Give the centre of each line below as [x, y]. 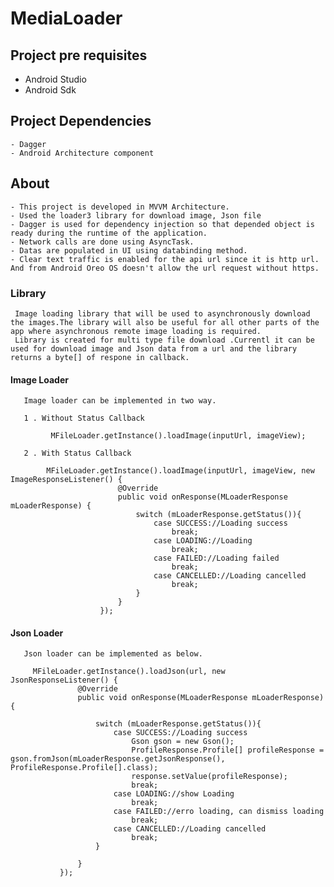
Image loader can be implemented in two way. [120, 401]
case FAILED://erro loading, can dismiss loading [219, 812]
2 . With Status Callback [77, 453]
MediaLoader [66, 18]
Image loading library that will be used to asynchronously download [162, 313]
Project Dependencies [81, 121]
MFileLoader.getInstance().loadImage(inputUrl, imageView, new [180, 471]
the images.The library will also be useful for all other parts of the [165, 322]
